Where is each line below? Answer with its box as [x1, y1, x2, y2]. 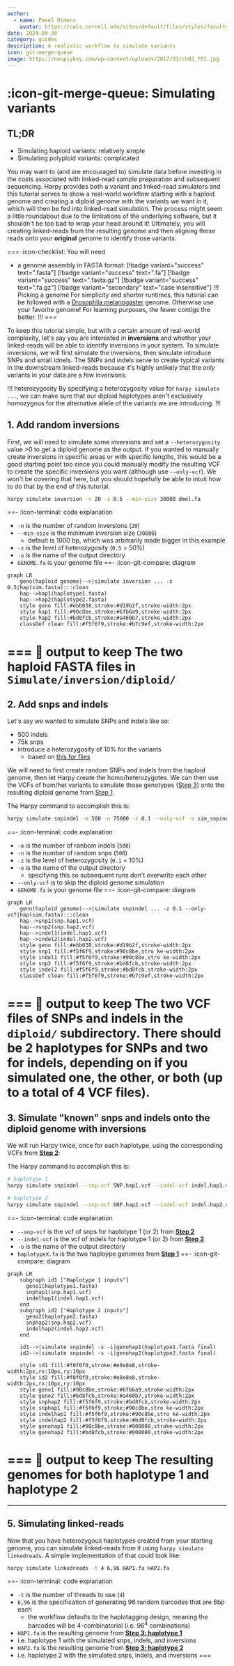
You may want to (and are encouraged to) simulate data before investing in [7, 167, 221, 176]
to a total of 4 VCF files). [7, 1084, 150, 1100]
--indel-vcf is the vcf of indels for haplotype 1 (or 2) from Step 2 [17, 1234, 204, 1243]
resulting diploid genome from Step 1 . [7, 788, 115, 797]
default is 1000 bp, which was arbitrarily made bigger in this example [27, 536, 226, 545]
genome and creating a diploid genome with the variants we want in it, [7, 196, 209, 205]
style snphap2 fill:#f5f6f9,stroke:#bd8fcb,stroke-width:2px [19, 1398, 201, 1406]
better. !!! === [17, 313, 57, 321]
